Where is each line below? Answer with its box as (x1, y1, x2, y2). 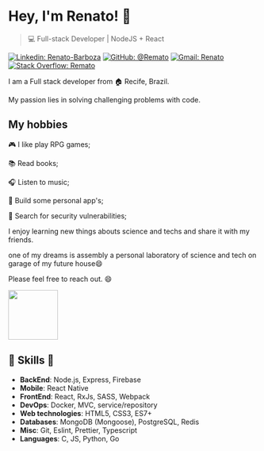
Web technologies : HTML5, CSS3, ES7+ (19, 408, 152, 418)
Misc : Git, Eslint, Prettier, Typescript (19, 425, 137, 435)
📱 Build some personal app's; (8, 195, 104, 205)
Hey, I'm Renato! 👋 (8, 7, 132, 25)
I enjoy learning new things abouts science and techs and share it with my (8, 226, 250, 236)
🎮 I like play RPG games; (8, 139, 91, 149)
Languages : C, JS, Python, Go (19, 434, 120, 443)
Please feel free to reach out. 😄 (8, 274, 113, 283)
